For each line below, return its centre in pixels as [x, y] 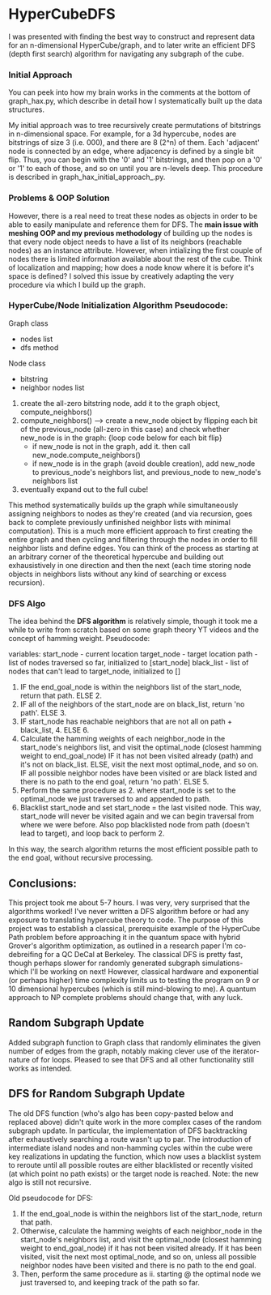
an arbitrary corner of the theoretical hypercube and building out [116, 557]
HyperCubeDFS [62, 14]
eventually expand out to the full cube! [84, 489]
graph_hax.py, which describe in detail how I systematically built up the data [135, 101]
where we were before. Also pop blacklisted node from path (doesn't [135, 825]
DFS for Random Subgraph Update [97, 1094]
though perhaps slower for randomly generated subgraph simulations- [126, 963]
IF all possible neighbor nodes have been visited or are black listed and [138, 773]
